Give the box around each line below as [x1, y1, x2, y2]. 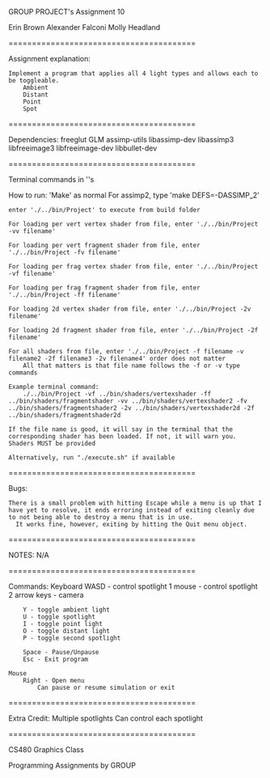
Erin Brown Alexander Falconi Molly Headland [8, 23, 161, 32]
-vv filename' [8, 227, 57, 235]
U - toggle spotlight [23, 613, 95, 621]
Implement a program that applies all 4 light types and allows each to [8, 70, 259, 78]
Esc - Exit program [23, 655, 89, 663]
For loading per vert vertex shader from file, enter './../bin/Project [8, 220, 259, 228]
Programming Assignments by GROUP [8, 760, 136, 770]
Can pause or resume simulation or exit [37, 683, 175, 691]
